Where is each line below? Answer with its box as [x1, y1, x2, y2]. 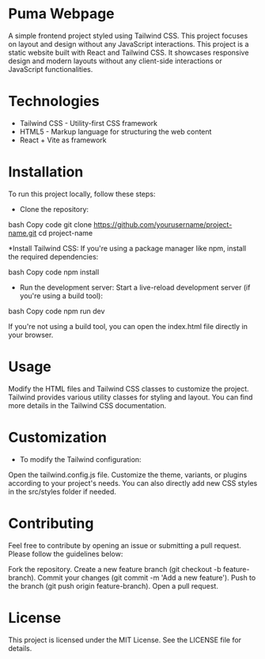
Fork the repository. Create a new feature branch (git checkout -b [8, 564, 221, 574]
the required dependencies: [8, 252, 99, 261]
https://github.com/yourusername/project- [93, 219, 233, 229]
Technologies [8, 93, 100, 111]
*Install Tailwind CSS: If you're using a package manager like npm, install [8, 243, 247, 253]
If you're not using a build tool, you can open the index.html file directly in [8, 321, 248, 331]
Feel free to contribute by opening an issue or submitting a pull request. [8, 540, 241, 550]
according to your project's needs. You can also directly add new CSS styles [8, 478, 258, 487]
